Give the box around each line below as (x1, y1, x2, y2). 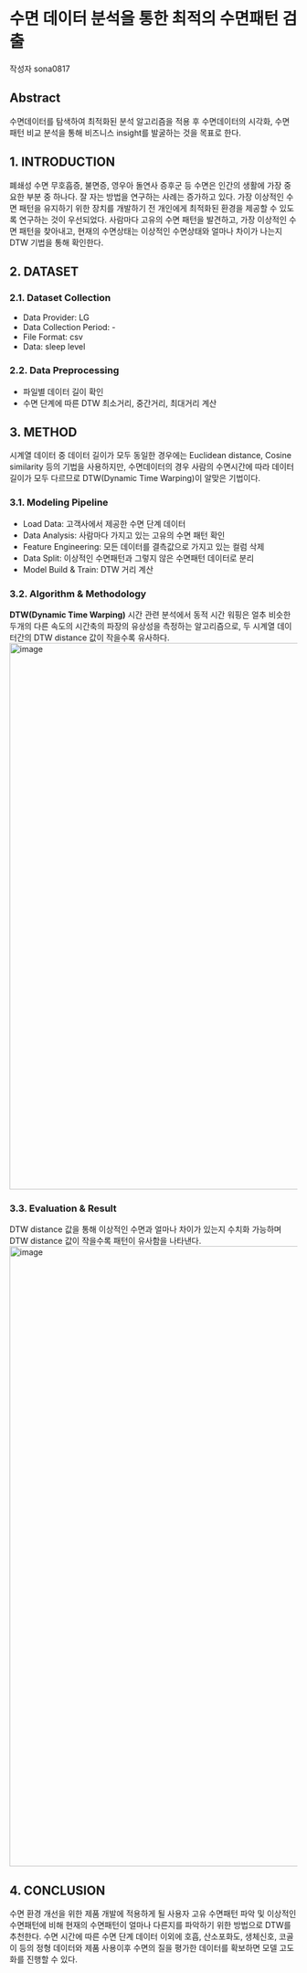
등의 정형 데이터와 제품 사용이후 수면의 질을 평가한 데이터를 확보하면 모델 (18, 1943, 278, 1954)
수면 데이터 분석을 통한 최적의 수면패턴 (9, 8, 280, 29)
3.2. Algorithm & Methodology (9, 587, 147, 600)
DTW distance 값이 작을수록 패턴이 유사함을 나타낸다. (9, 1236, 202, 1247)
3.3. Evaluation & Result (9, 1202, 117, 1215)
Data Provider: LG (22, 312, 90, 323)
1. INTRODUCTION (9, 155, 116, 170)
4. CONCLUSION (9, 1882, 106, 1898)
